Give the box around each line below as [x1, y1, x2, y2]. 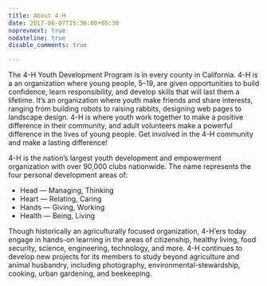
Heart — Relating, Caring [19, 194, 102, 204]
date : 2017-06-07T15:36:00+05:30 [8, 19, 120, 27]
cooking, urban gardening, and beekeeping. [8, 268, 153, 279]
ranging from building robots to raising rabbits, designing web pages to [8, 104, 241, 114]
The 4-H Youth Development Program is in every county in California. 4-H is [8, 70, 258, 80]
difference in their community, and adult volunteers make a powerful [8, 121, 233, 131]
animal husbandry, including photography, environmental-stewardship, [8, 261, 241, 270]
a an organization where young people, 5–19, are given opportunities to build [8, 79, 260, 88]
